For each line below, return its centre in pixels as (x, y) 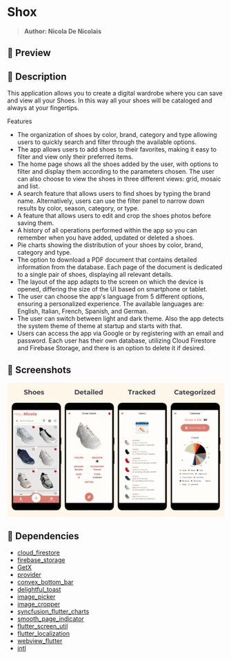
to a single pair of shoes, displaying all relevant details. (95, 275)
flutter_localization (43, 633)
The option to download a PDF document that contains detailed (107, 260)
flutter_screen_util (42, 626)
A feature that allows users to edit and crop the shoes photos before (114, 216)
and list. (28, 186)
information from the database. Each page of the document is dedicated (120, 267)
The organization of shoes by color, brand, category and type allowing (117, 135)
